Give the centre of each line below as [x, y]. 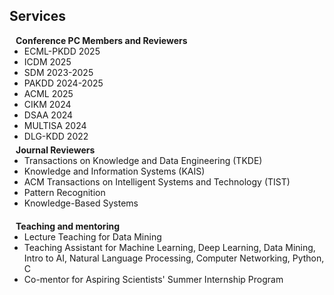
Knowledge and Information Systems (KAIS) [114, 171]
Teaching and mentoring [67, 226]
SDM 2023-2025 [58, 72]
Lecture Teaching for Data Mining [92, 236]
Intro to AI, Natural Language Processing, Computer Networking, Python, [174, 258]
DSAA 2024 [48, 115]
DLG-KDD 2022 [56, 136]
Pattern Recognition [64, 192]
